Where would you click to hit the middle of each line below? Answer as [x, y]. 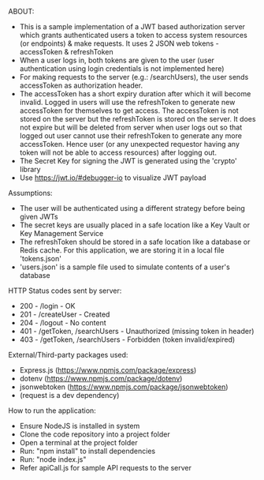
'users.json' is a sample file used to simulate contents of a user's [125, 267]
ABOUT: [21, 11]
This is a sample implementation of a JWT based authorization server [132, 26]
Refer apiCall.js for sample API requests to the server [105, 468]
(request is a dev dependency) [69, 395]
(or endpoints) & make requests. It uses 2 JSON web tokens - [119, 43]
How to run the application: [52, 411]
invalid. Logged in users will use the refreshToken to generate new [127, 102]
